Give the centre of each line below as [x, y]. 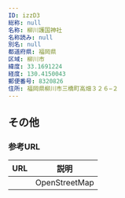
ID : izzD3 [24, 15]
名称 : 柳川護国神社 [35, 30]
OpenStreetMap [64, 183]
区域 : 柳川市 [26, 60]
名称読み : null [31, 37]
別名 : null [25, 45]
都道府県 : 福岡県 [32, 52]
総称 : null [25, 23]
